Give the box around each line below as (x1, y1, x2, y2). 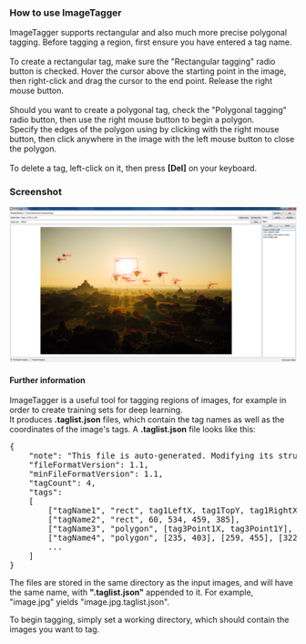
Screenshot (9, 185, 62, 198)
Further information (9, 374, 86, 385)
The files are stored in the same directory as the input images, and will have (9, 577, 293, 588)
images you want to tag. (9, 624, 100, 635)
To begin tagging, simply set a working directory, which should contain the (9, 614, 290, 626)
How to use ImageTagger (9, 6, 122, 19)
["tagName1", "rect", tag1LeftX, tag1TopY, (47, 505, 246, 516)
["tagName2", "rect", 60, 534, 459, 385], (47, 514, 240, 525)
